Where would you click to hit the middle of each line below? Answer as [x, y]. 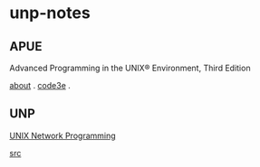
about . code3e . [40, 85]
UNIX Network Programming [63, 135]
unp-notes [50, 13]
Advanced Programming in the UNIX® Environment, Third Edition [130, 68]
